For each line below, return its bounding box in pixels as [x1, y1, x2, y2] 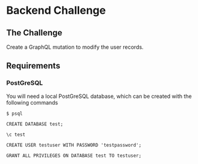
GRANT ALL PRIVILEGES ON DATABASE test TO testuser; [6, 153, 142, 159]
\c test [6, 132, 26, 138]
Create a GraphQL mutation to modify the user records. [6, 43, 144, 50]
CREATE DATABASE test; [6, 121, 63, 127]
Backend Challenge [6, 4, 106, 17]
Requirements [6, 61, 60, 71]
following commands [6, 99, 59, 106]
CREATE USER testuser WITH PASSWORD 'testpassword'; [6, 142, 142, 148]
